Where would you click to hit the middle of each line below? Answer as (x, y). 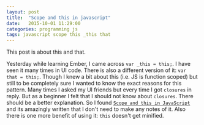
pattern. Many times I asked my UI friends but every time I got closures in (99, 90)
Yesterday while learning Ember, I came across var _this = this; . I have (99, 64)
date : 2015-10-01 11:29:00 (43, 23)
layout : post (23, 12)
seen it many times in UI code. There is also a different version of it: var (96, 70)
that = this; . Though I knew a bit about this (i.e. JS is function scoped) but (102, 77)
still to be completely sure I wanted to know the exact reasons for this (94, 84)
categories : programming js (42, 29)
